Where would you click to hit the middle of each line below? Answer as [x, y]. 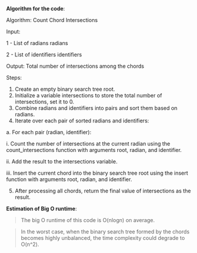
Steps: [14, 78]
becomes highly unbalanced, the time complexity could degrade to [103, 238]
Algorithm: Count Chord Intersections [52, 20]
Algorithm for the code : [36, 9]
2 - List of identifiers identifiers [44, 55]
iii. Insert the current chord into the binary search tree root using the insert [97, 173]
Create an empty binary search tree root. [65, 89]
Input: [13, 31]
